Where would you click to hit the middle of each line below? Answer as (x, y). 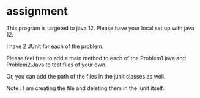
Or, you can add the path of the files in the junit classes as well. (86, 76)
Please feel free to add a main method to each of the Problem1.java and (96, 58)
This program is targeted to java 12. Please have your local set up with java (100, 28)
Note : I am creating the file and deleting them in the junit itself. (85, 88)
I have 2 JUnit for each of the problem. (55, 46)
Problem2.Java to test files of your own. (57, 65)
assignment (37, 11)
